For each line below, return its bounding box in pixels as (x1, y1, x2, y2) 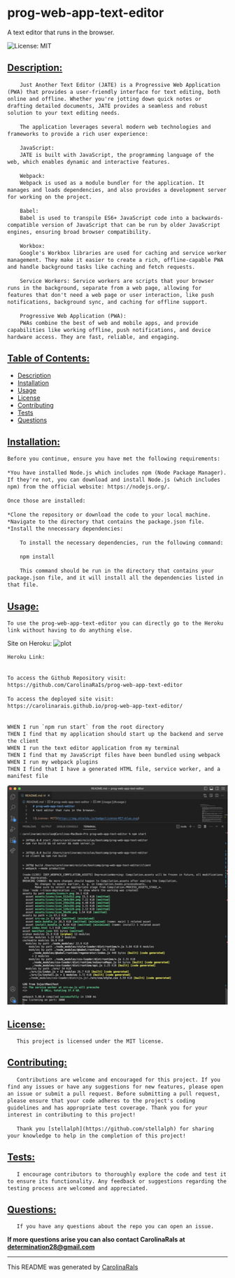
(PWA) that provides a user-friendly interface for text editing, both (7, 88, 220, 95)
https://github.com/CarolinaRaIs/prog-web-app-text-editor (7, 681, 183, 689)
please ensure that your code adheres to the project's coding (7, 1097, 196, 1104)
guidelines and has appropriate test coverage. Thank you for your (7, 1104, 208, 1111)
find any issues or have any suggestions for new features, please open (7, 1083, 224, 1090)
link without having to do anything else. (7, 627, 133, 634)
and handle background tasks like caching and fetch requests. (7, 263, 196, 270)
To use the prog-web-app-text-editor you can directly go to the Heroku (7, 620, 224, 627)
